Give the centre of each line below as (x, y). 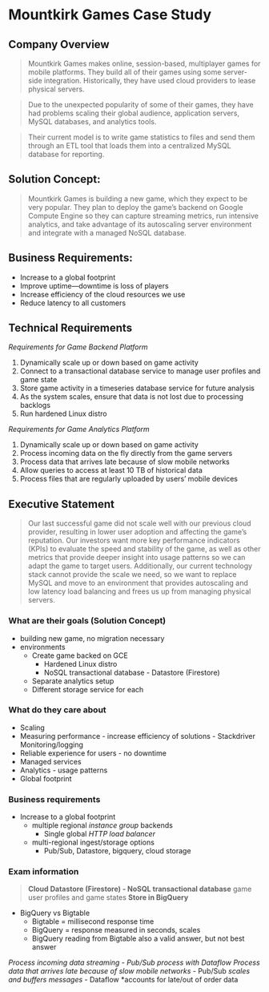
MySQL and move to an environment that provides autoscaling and (138, 583)
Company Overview (59, 44)
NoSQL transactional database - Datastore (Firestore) (132, 672)
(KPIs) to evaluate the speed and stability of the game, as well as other (145, 549)
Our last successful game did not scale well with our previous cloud (139, 523)
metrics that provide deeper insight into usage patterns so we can (137, 558)
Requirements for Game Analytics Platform (79, 429)
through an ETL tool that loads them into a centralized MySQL (129, 145)
